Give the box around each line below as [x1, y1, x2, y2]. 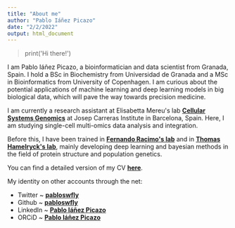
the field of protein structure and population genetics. [7, 150, 163, 158]
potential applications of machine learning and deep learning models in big [7, 85, 224, 94]
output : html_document [7, 30, 74, 37]
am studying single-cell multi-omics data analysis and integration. [7, 121, 198, 130]
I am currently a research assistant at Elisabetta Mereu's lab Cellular [7, 106, 206, 115]
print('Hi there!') [24, 49, 72, 58]
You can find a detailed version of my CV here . [7, 163, 143, 172]
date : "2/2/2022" [7, 23, 58, 30]
